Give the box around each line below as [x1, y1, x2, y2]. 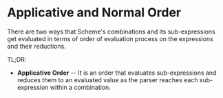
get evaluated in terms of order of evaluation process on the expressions [7, 34, 213, 42]
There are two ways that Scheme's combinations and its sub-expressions [7, 27, 215, 36]
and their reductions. [7, 42, 67, 50]
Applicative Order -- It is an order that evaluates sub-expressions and [17, 69, 217, 77]
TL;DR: [7, 55, 27, 63]
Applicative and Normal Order [7, 5, 181, 21]
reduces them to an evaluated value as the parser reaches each [17, 75, 198, 84]
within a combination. [50, 83, 111, 91]
